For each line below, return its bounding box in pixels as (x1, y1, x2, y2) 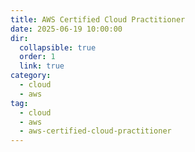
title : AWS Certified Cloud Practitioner (10, 14, 186, 25)
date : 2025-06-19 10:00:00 (10, 24, 123, 34)
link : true (19, 61, 65, 71)
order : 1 (19, 52, 56, 62)
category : (10, 71, 52, 81)
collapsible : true (19, 42, 97, 53)
